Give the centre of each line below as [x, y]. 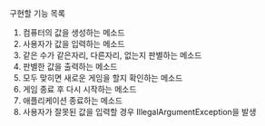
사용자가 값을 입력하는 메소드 [74, 44]
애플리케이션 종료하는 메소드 [73, 101]
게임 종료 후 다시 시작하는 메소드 [79, 89]
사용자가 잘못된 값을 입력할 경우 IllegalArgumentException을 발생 [139, 112]
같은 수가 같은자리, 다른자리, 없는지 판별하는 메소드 [112, 55]
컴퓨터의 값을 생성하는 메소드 [74, 33]
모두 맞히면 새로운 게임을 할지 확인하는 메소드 [103, 78]
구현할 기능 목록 [38, 13]
